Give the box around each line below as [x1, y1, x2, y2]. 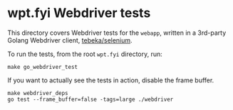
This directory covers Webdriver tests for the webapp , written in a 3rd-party [7, 28, 227, 37]
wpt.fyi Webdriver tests [7, 5, 151, 21]
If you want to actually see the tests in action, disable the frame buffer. [7, 76, 214, 84]
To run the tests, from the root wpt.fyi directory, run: [7, 50, 162, 58]
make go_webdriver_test [7, 63, 78, 70]
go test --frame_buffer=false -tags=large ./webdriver [7, 96, 174, 103]
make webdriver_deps [7, 89, 69, 97]
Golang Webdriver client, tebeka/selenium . [7, 35, 133, 44]
